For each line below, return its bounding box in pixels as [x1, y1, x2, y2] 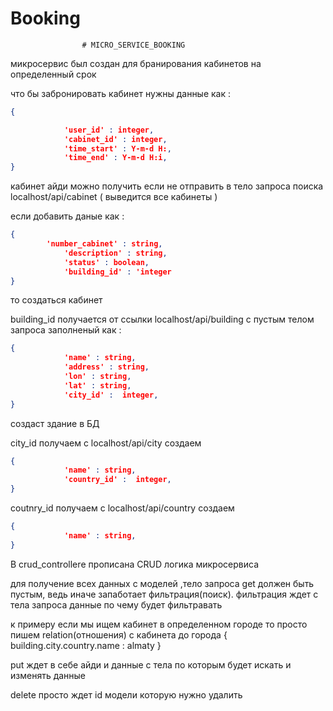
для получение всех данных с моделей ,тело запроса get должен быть [10, 577, 315, 589]
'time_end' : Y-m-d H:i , [63, 153, 168, 163]
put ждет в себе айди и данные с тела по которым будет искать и [10, 658, 292, 671]
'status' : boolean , [63, 257, 150, 267]
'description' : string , [63, 248, 168, 258]
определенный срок [10, 68, 97, 80]
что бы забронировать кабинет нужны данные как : [10, 87, 232, 99]
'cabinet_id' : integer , [63, 134, 168, 144]
